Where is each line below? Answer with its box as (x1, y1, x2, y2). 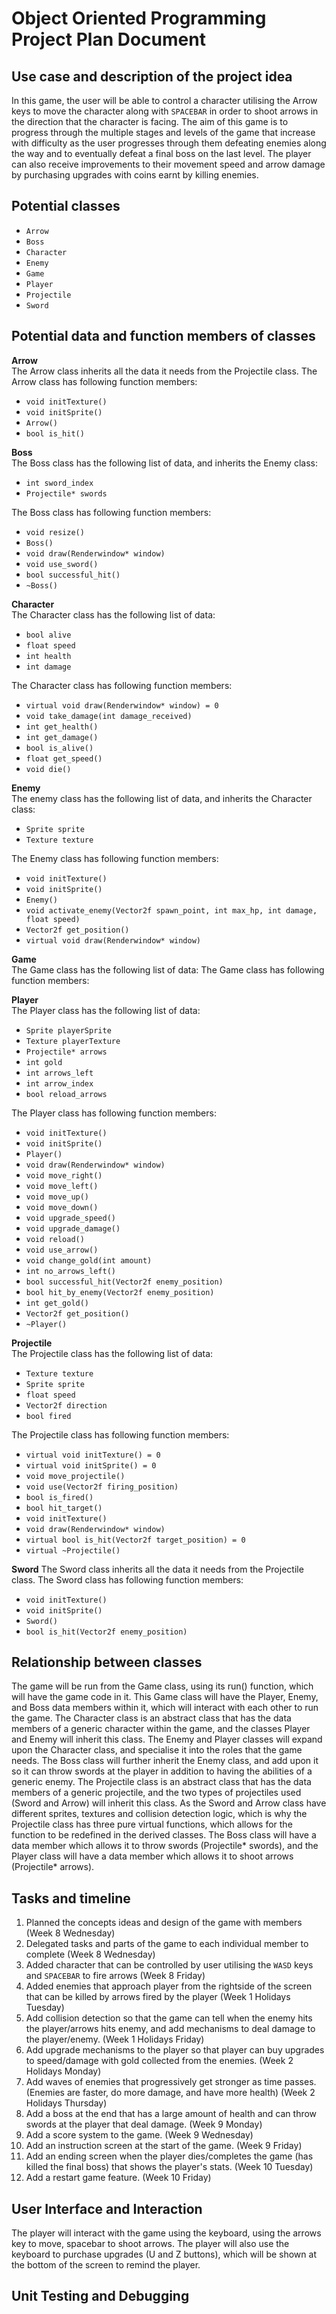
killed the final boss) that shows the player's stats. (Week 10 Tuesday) (25, 2161, 314, 2173)
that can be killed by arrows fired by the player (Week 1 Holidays (25, 1991, 291, 2003)
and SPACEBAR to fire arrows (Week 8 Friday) (25, 1970, 206, 1982)
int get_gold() (25, 1298, 90, 1308)
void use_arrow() (25, 1245, 99, 1255)
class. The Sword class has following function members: (11, 1573, 244, 1586)
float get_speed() (25, 753, 103, 764)
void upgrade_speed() (25, 1213, 116, 1223)
